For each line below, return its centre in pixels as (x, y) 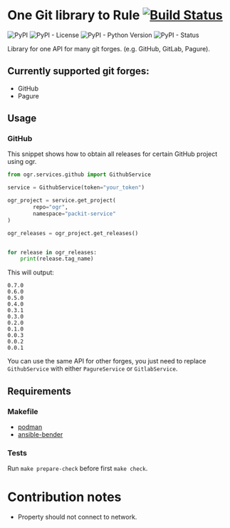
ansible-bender (40, 434)
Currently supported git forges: (78, 71)
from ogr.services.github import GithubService (79, 175)
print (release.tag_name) (57, 259)
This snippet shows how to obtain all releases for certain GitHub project (113, 154)
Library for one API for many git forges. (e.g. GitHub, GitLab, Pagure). (109, 48)
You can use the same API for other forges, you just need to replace (107, 361)
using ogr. (22, 162)
